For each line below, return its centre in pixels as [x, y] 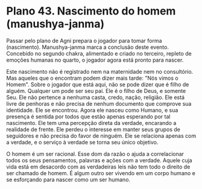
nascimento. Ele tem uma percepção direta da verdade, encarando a [91, 123]
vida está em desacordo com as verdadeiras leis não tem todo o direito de [98, 167]
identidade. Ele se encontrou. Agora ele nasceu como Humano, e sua [92, 110]
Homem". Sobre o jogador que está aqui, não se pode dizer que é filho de [98, 84]
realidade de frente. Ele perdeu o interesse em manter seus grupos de [93, 129]
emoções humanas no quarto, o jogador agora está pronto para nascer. [95, 60]
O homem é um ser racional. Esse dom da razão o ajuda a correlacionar [95, 154]
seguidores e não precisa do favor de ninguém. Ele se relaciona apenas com [101, 136]
